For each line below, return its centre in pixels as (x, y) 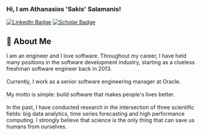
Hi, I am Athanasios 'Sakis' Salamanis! (64, 9)
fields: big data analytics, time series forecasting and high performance (96, 114)
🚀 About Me (29, 41)
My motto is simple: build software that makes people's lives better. (90, 94)
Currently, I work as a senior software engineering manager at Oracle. (94, 82)
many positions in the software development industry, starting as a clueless (101, 62)
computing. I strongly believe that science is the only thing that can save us (101, 120)
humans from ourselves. (37, 127)
